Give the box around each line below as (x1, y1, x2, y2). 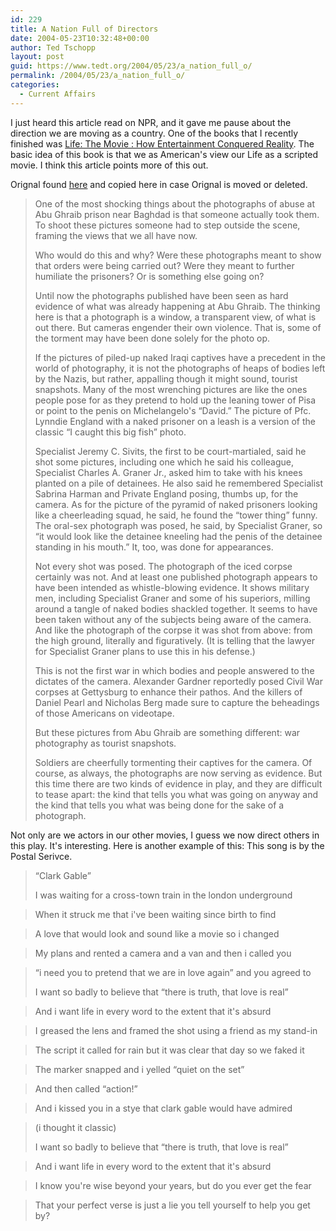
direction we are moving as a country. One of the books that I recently (10, 127, 299, 139)
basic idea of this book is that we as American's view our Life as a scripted (10, 148, 319, 160)
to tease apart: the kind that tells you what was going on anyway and (34, 788, 319, 800)
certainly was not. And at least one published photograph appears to (34, 571, 318, 583)
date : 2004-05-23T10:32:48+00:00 (10, 33, 150, 43)
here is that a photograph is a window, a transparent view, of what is (34, 311, 317, 323)
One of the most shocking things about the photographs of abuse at (34, 197, 315, 210)
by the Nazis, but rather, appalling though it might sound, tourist (34, 372, 298, 385)
